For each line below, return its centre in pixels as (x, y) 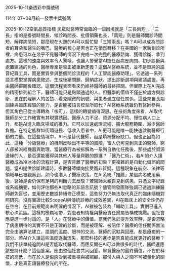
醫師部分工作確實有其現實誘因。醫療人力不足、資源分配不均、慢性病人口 (80, 118)
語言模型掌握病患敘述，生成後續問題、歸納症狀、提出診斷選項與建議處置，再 (85, 80)
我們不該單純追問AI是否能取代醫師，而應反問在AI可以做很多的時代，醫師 (80, 244)
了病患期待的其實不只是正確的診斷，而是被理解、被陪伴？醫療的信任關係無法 (85, 225)
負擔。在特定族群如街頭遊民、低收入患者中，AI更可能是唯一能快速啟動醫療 (83, 130)
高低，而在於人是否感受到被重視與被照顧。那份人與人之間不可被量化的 (87, 257)
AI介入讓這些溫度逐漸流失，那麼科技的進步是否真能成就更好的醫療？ (94, 238)
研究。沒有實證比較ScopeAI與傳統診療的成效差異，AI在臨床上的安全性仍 (85, 200)
